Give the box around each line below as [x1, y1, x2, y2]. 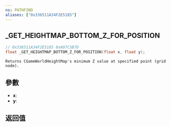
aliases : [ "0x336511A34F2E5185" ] [5, 12, 77, 17]
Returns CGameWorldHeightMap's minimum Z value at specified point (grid [5, 59, 166, 64]
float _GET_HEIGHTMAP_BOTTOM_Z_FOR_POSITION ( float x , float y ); [5, 50, 145, 55]
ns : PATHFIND [5, 7, 33, 13]
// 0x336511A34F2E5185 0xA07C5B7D [5, 45, 79, 50]
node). [5, 63, 19, 69]
